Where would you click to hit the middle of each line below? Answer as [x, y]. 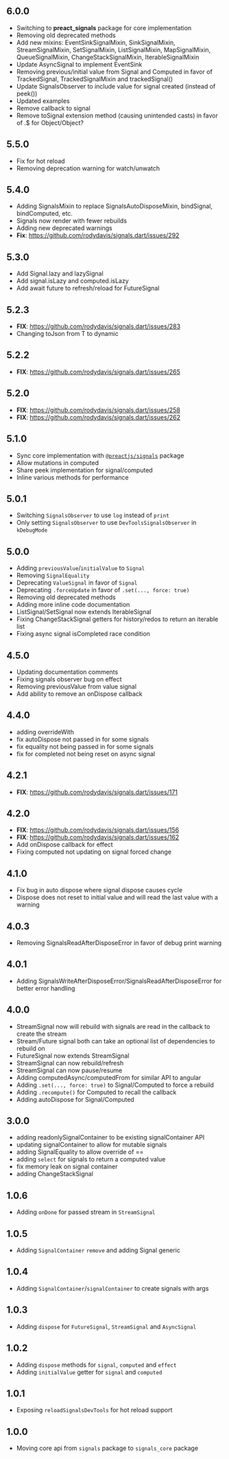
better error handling [46, 988]
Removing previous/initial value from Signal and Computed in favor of [114, 71]
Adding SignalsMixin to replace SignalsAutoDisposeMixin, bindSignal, [114, 206]
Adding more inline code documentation [73, 604]
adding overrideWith [45, 732]
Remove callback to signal [53, 108]
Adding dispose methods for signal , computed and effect [96, 1365]
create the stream [41, 1034]
